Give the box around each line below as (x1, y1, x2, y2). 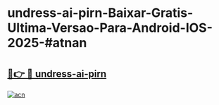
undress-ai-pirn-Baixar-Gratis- (7, 5, 194, 21)
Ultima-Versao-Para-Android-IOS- (7, 20, 213, 36)
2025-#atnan (7, 35, 87, 51)
